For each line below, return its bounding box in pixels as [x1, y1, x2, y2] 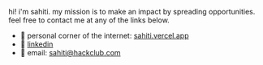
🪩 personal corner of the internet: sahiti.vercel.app [19, 31, 189, 40]
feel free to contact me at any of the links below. [8, 15, 170, 25]
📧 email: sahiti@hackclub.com [19, 48, 121, 57]
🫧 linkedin [19, 39, 54, 49]
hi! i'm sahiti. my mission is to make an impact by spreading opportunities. [8, 7, 256, 16]
